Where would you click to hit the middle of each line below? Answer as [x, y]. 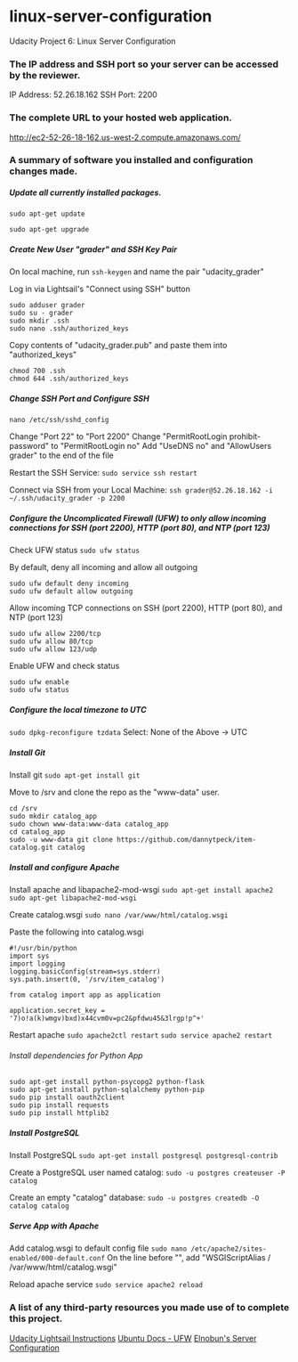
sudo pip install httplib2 [59, 1113]
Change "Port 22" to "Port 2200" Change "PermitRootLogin [118, 436]
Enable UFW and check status [64, 666]
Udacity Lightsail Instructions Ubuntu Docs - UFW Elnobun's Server [133, 1338]
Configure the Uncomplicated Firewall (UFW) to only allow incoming [138, 518]
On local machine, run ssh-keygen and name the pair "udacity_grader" [137, 272]
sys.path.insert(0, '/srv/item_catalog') [87, 980]
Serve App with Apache [54, 1226]
